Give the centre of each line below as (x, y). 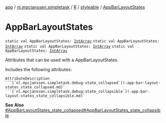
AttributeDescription (28, 79)
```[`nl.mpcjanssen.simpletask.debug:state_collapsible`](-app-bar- (77, 91)
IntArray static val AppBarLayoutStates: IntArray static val (70, 46)
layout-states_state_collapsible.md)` (45, 96)
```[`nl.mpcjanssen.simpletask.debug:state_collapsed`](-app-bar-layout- (83, 83)
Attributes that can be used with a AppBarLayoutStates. (62, 60)
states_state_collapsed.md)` (35, 87)
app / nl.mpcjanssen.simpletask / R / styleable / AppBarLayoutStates (75, 7)
